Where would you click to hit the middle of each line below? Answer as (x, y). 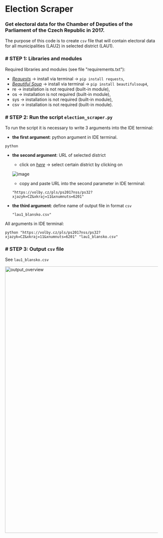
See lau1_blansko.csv (27, 260)
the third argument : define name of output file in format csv (72, 206)
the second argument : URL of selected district (59, 155)
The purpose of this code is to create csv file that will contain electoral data (80, 41)
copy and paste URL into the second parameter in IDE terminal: (82, 184)
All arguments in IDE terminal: (34, 224)
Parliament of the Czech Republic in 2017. (55, 30)
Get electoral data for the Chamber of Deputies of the (69, 24)
